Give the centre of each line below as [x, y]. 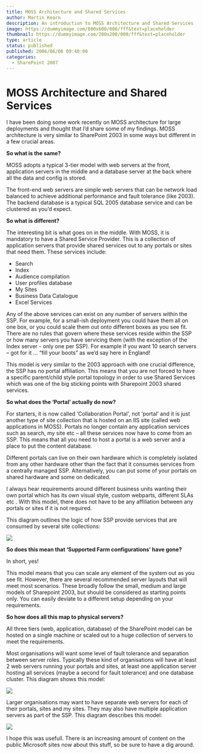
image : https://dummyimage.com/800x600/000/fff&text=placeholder [90, 29]
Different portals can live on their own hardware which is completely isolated [102, 458]
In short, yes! [23, 561]
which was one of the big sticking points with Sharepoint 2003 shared [94, 384]
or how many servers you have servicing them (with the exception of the [97, 340]
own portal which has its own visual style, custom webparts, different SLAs [100, 496]
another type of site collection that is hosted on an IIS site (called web [93, 420]
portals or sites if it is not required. [49, 508]
